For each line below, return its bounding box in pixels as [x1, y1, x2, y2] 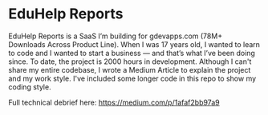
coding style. [8, 81, 51, 92]
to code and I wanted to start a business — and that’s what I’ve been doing [8, 48, 255, 57]
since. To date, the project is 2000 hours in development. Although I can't [8, 57, 252, 66]
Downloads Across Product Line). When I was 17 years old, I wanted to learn [8, 39, 261, 49]
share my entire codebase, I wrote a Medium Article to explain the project [8, 65, 251, 74]
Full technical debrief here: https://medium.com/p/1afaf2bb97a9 [8, 97, 220, 107]
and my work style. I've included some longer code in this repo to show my [8, 73, 257, 83]
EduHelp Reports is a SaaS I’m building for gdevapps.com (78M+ [8, 31, 223, 41]
